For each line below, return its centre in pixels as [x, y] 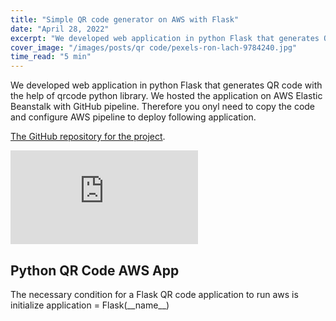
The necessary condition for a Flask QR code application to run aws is [154, 294]
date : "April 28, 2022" [60, 29]
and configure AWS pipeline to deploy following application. [133, 117]
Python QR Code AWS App [95, 270]
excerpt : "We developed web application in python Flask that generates [165, 38]
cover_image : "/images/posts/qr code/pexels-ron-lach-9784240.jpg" [154, 47]
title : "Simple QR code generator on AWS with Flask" [125, 19]
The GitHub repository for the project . [88, 137]
